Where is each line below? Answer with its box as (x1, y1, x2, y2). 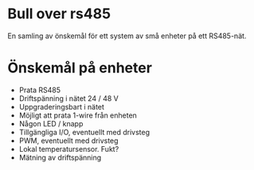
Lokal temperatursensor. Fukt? (18, 144, 119, 153)
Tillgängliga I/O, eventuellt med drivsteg (18, 127, 150, 137)
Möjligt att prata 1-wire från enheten (18, 110, 137, 120)
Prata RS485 (18, 85, 61, 95)
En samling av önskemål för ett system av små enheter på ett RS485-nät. (7, 31, 247, 41)
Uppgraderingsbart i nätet (18, 102, 105, 111)
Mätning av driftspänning (18, 153, 102, 162)
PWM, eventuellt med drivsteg (18, 136, 119, 145)
